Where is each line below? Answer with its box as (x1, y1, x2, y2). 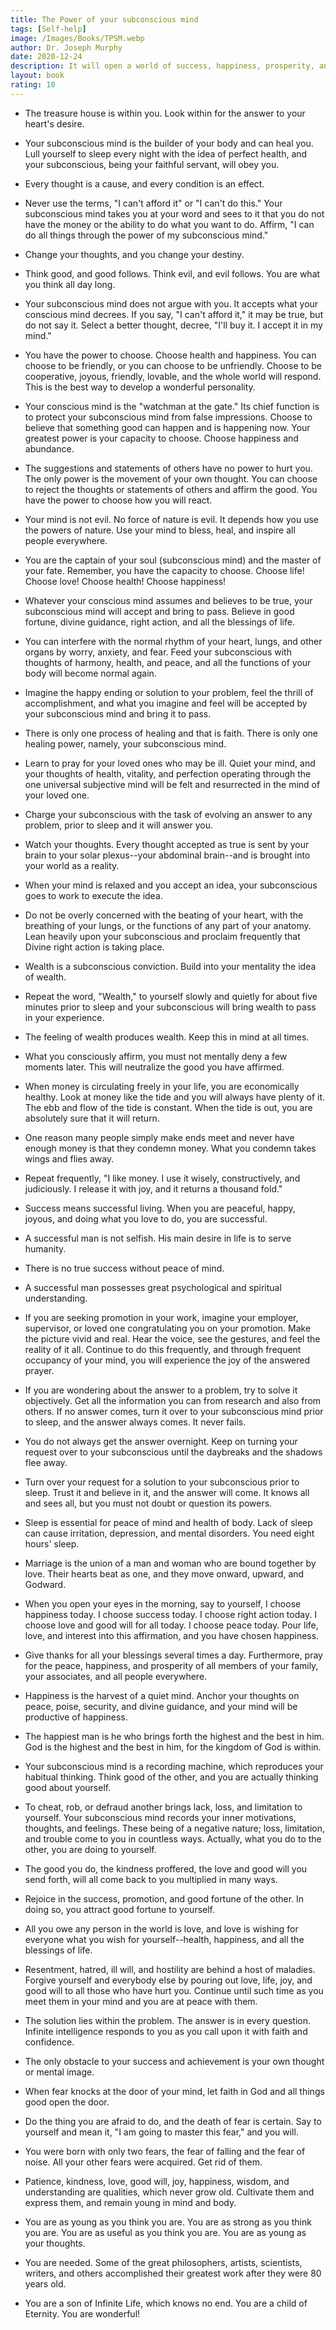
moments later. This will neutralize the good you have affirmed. (24, 1061, 285, 1073)
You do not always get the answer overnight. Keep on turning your (24, 1435, 298, 1447)
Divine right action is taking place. (24, 941, 165, 953)
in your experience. (24, 1011, 105, 1023)
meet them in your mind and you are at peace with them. (24, 1995, 258, 2007)
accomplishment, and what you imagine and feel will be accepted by (24, 697, 308, 709)
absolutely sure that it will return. (24, 1112, 160, 1124)
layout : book (10, 71, 65, 81)
